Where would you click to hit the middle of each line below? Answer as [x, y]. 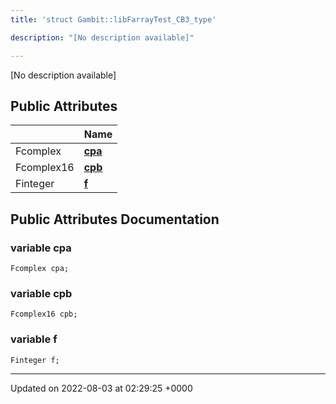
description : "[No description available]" [102, 37]
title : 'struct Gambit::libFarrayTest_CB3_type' [113, 19]
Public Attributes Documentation [115, 219]
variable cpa [41, 248]
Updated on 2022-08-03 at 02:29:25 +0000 [101, 388]
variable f [34, 339]
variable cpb [41, 293]
